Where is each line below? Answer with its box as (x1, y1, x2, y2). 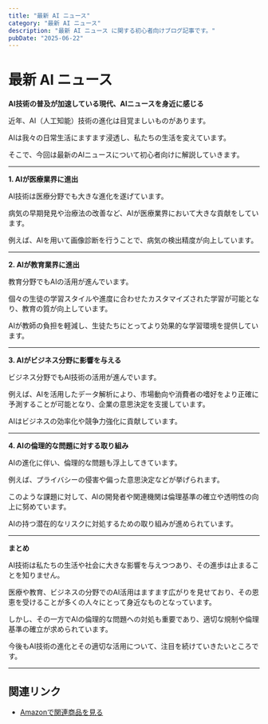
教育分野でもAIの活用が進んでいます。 (8, 277, 133, 286)
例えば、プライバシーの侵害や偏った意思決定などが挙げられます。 (8, 475, 225, 485)
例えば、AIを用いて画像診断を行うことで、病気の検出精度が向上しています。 (8, 235, 258, 245)
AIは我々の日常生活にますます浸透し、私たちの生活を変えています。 (8, 133, 231, 142)
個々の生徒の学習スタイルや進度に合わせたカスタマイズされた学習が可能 (8, 294, 246, 304)
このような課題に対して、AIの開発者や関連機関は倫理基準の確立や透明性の (8, 492, 253, 502)
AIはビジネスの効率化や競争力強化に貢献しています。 (8, 417, 182, 426)
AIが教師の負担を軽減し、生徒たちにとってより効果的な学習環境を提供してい (8, 321, 259, 330)
